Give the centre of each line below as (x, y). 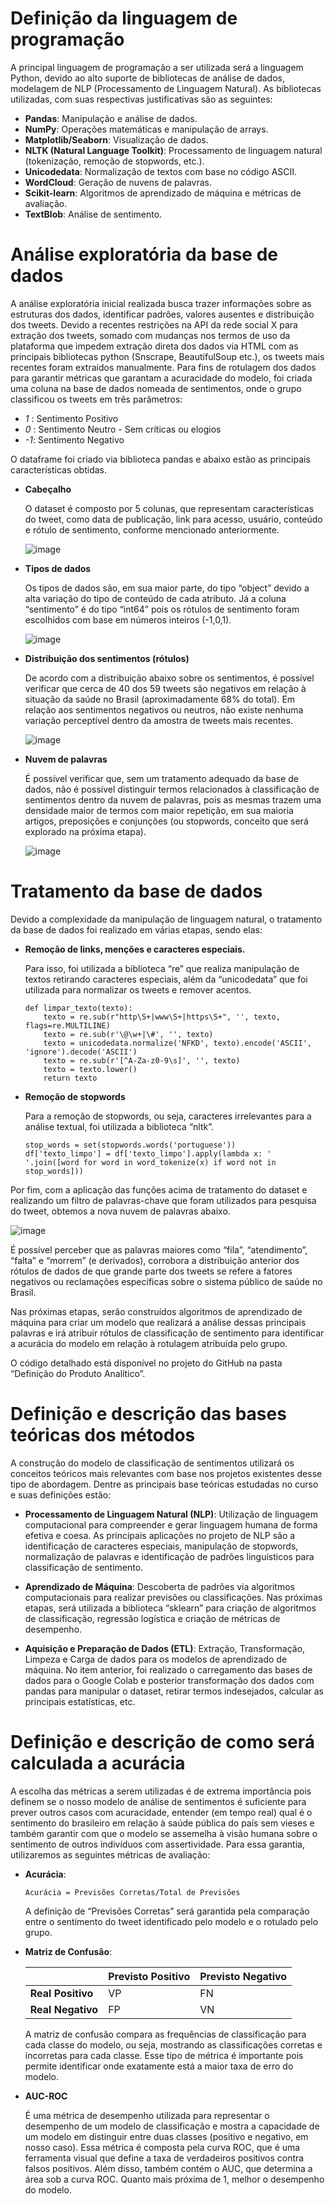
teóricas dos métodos (103, 1435)
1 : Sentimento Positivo (71, 418)
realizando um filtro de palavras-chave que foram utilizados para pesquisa (163, 1200)
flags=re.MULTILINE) (67, 1025)
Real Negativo (64, 2009)
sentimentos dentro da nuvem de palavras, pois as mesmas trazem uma (173, 799)
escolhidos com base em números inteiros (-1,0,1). (128, 619)
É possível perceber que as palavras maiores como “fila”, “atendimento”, (159, 1249)
